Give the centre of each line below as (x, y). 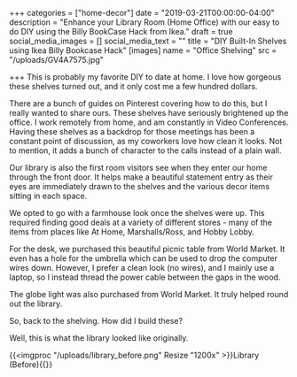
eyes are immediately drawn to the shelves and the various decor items (140, 186)
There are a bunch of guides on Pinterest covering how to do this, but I (138, 104)
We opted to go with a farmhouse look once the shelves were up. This (137, 213)
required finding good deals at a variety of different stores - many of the (141, 222)
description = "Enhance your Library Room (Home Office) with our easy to (145, 22)
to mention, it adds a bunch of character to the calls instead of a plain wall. (145, 150)
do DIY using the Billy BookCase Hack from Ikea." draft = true (121, 31)
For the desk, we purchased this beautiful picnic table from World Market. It (147, 249)
